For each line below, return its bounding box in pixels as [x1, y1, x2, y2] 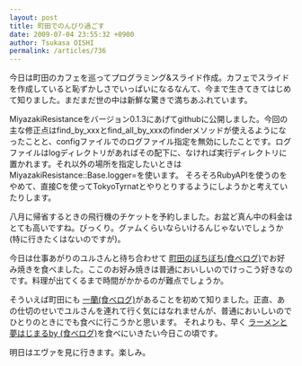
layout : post [9, 13, 58, 22]
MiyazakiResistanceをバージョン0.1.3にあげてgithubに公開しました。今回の [9, 114, 289, 125]
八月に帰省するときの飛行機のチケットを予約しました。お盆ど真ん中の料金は [9, 212, 293, 222]
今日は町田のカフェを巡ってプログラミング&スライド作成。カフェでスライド [9, 73, 290, 83]
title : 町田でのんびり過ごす [9, 22, 105, 30]
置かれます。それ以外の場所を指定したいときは [9, 159, 182, 170]
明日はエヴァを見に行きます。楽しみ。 [9, 347, 151, 358]
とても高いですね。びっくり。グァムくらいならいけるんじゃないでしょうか [9, 222, 284, 233]
